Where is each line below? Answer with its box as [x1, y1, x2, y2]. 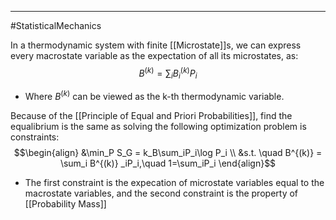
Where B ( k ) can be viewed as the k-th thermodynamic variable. [24, 89, 285, 103]
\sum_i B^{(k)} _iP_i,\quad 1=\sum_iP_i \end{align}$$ [59, 157, 277, 170]
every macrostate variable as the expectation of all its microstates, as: [10, 50, 299, 61]
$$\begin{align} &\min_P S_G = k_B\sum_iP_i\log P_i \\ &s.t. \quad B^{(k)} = [13, 147, 323, 159]
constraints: [10, 131, 60, 143]
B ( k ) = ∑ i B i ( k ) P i [138, 66, 198, 81]
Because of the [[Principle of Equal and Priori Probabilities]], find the [10, 110, 293, 122]
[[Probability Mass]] [24, 198, 107, 210]
